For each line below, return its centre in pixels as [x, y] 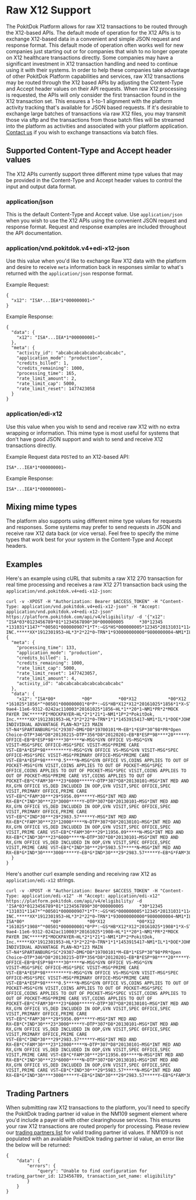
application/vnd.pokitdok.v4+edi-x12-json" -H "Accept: [91, 607]
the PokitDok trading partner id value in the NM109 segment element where [97, 1114]
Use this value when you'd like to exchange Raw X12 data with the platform [96, 261]
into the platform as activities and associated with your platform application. [97, 126]
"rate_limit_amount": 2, [47, 379]
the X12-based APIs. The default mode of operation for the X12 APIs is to [93, 32]
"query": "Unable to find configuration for [92, 1171]
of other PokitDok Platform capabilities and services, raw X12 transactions [95, 76]
